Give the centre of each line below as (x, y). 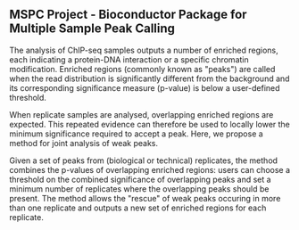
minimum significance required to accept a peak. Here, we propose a (136, 134)
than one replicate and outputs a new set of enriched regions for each (138, 208)
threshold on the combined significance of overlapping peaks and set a (140, 179)
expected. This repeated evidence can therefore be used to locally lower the (149, 124)
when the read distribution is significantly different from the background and (149, 78)
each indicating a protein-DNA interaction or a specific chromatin (129, 59)
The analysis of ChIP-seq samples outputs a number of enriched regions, (144, 50)
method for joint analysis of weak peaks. (84, 143)
